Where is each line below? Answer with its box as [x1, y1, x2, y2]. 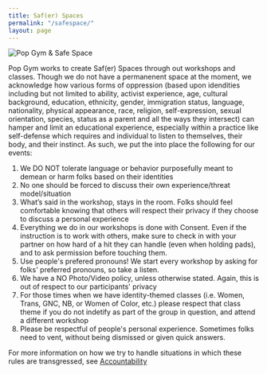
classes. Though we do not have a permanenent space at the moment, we [8, 72, 252, 82]
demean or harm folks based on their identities [19, 172, 174, 181]
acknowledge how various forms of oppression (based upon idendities [8, 80, 241, 90]
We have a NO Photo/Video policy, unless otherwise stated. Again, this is [19, 274, 260, 283]
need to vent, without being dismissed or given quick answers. [19, 333, 226, 342]
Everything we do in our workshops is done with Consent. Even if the [19, 223, 247, 232]
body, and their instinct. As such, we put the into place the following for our [8, 140, 255, 150]
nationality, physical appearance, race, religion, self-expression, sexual [8, 106, 241, 115]
